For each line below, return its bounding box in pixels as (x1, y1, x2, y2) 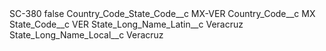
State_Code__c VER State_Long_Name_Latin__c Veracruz (9, 18, 244, 30)
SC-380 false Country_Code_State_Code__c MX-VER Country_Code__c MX (9, 8, 316, 19)
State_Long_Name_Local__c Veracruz (9, 29, 164, 41)
